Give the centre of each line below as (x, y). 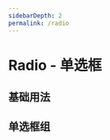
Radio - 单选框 (55, 65)
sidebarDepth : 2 (35, 16)
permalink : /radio (39, 23)
